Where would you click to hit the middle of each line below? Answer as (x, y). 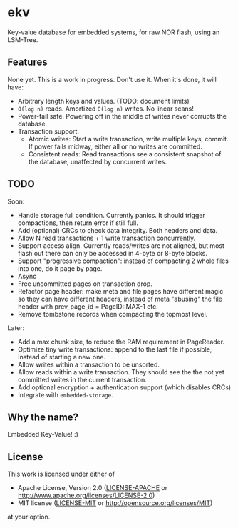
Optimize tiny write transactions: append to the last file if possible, (115, 349)
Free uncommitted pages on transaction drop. (85, 284)
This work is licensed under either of (61, 474)
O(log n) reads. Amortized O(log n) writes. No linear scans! (105, 109)
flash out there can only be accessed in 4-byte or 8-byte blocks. (113, 253)
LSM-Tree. (23, 39)
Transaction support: (48, 131)
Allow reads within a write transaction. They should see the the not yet (121, 372)
